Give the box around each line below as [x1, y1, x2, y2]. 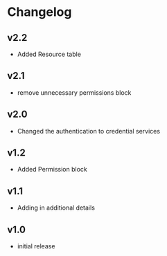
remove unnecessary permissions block [17, 88, 132, 97]
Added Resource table [17, 50, 82, 58]
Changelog [7, 4, 72, 20]
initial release [17, 242, 55, 250]
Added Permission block [17, 165, 88, 174]
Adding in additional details [17, 203, 96, 212]
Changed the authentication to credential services [17, 127, 161, 135]
